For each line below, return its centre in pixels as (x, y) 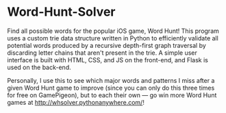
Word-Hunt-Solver (61, 12)
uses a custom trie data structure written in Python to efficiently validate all (113, 38)
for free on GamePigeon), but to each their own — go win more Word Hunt (112, 95)
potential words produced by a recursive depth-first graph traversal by (107, 45)
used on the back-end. (39, 67)
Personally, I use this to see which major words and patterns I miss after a (111, 80)
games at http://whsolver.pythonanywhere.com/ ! (76, 102)
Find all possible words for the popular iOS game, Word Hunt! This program (113, 31)
